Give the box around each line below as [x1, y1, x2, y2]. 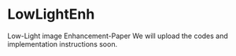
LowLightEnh [7, 5, 95, 23]
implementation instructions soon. [7, 39, 118, 48]
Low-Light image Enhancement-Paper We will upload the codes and [7, 31, 229, 40]
